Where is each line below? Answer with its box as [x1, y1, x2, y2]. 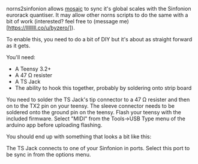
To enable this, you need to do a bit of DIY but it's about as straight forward [6, 36, 193, 42]
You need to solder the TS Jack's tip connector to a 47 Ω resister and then [6, 96, 190, 103]
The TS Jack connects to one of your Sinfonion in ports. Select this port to [6, 145, 190, 151]
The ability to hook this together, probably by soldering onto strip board [14, 84, 192, 92]
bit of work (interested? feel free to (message [6, 18, 118, 25]
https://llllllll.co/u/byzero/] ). [8, 24, 75, 31]
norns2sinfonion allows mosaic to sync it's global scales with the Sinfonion [6, 5, 191, 12]
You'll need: [6, 54, 36, 60]
